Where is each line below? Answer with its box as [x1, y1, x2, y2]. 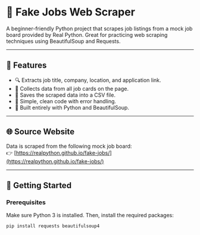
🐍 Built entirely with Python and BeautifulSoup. [14, 104, 130, 111]
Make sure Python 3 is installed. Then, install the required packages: [6, 212, 174, 219]
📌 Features [6, 61, 47, 71]
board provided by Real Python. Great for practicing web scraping [6, 31, 168, 38]
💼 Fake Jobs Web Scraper [6, 5, 136, 19]
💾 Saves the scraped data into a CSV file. [14, 91, 116, 99]
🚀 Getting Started [6, 180, 72, 190]
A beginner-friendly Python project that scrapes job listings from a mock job [6, 25, 193, 32]
